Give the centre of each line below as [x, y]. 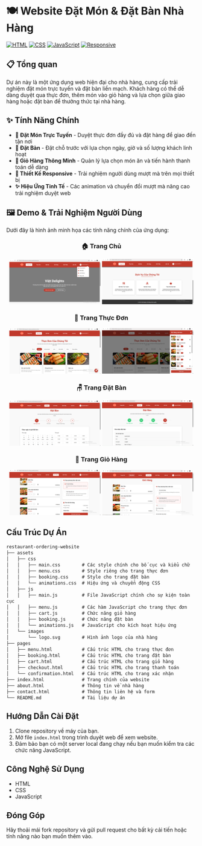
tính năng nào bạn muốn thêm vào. [50, 836]
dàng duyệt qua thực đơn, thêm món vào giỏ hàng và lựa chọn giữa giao [96, 95]
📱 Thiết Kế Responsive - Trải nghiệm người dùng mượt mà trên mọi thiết [105, 173]
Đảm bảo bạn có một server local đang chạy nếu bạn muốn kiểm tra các [105, 743]
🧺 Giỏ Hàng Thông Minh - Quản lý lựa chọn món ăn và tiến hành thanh [103, 161]
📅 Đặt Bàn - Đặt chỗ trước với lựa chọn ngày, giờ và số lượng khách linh [103, 147]
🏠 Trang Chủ [101, 246]
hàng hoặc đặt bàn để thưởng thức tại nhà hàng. [66, 101]
